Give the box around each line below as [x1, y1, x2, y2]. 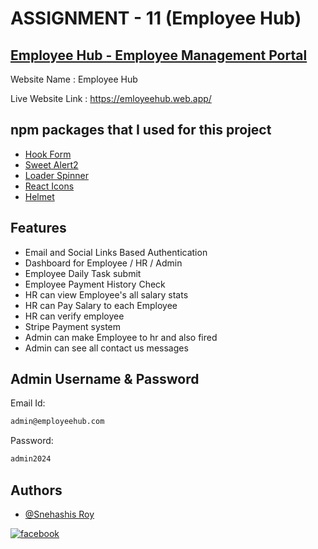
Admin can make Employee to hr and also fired [24, 331, 218, 343]
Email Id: [10, 397, 46, 409]
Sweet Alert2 [24, 158, 79, 171]
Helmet [24, 190, 55, 202]
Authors [10, 482, 63, 499]
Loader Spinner [24, 169, 89, 181]
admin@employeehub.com [10, 417, 105, 427]
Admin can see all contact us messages [24, 342, 189, 354]
